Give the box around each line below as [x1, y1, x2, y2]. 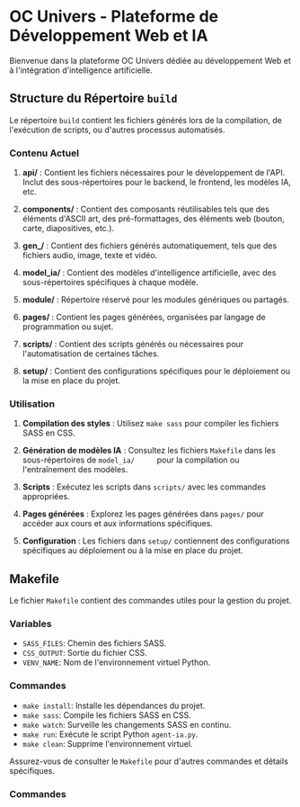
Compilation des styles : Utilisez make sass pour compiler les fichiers [22, 418, 279, 429]
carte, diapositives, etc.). [22, 223, 115, 234]
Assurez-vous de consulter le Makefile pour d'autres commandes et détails [9, 756, 289, 767]
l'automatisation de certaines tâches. [22, 348, 160, 359]
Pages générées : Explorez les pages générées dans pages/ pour [22, 508, 265, 519]
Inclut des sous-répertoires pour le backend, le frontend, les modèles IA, [22, 177, 292, 188]
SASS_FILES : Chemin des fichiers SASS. [22, 638, 167, 649]
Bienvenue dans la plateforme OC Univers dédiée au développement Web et [9, 55, 292, 66]
